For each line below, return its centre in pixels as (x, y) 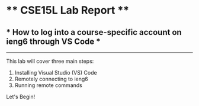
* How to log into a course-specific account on (94, 32)
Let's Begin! (21, 97)
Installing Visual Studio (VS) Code (56, 73)
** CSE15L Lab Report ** (68, 10)
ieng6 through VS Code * (53, 41)
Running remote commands (49, 85)
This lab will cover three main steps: (50, 61)
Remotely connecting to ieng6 (52, 79)
